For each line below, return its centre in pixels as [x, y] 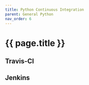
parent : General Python [29, 14]
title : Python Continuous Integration [44, 10]
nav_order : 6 [18, 19]
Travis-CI [20, 61]
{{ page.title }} [35, 43]
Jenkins [18, 78]
